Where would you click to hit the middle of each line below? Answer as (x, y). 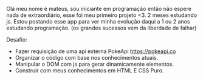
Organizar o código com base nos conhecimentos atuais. (87, 58)
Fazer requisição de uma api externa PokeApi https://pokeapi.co (95, 51)
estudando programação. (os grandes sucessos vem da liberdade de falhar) (101, 28)
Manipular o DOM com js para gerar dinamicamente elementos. (95, 64)
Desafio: (17, 39)
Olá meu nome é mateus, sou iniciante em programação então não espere (99, 9)
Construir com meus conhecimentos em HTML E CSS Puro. (89, 71)
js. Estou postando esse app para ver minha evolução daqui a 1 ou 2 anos (98, 21)
